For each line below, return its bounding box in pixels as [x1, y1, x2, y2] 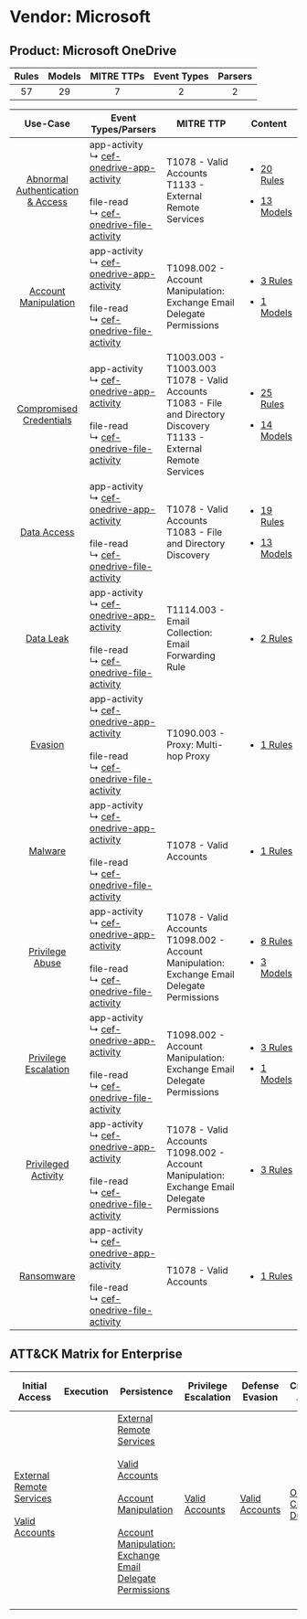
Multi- [196, 739, 224, 751]
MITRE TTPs [90, 70, 145, 82]
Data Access [19, 526, 75, 538]
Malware [28, 845, 67, 857]
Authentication [16, 185, 79, 197]
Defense [241, 1379, 280, 1391]
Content [250, 117, 288, 130]
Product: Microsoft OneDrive [9, 43, 177, 59]
